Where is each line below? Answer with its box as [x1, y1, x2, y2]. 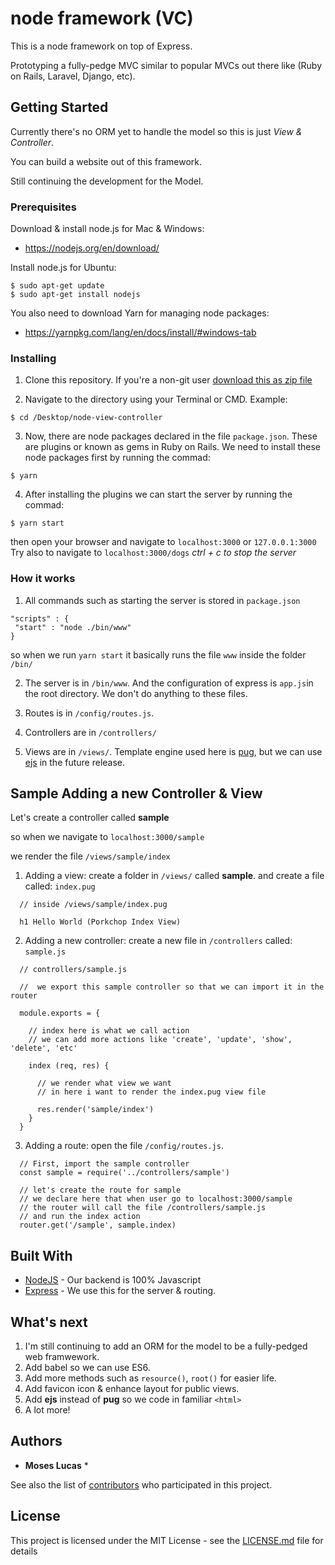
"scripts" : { [10, 613, 70, 624]
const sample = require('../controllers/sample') [19, 1168, 230, 1178]
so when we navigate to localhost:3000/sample [10, 831, 205, 843]
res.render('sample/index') [36, 1105, 155, 1115]
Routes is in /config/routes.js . [24, 707, 155, 719]
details [10, 1545, 38, 1557]
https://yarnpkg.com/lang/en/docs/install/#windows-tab [24, 327, 257, 339]
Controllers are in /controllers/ [24, 726, 157, 738]
